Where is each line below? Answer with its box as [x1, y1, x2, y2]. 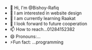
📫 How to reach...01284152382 [9, 26, 75, 32]
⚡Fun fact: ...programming [9, 39, 64, 45]
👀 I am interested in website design [9, 10, 82, 16]
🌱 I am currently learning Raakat [9, 15, 76, 21]
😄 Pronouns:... [9, 33, 41, 39]
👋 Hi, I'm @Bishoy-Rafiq [9, 5, 59, 10]
